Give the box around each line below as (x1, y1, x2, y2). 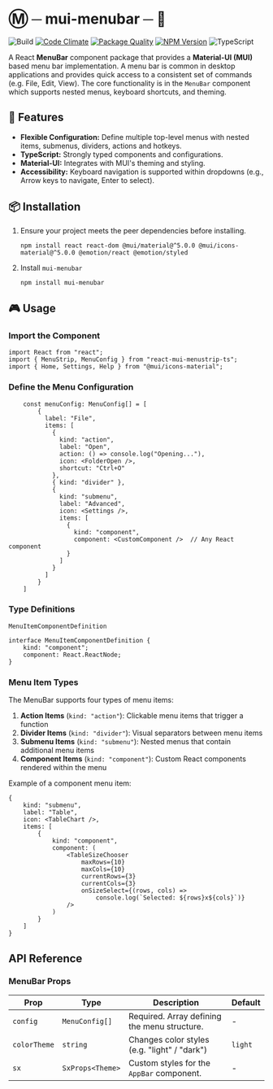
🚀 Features (8, 111, 64, 124)
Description (153, 996, 200, 1008)
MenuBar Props (8, 976, 71, 987)
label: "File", (44, 414, 96, 422)
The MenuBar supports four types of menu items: (8, 695, 175, 705)
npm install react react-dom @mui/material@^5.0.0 (19, 242, 196, 250)
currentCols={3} (80, 880, 136, 888)
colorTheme (12, 1039, 54, 1049)
